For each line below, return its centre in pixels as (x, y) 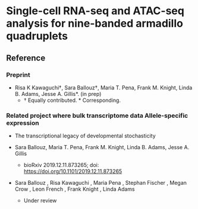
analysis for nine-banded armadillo (95, 23)
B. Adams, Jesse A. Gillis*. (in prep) (58, 94)
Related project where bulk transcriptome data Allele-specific (97, 115)
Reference (26, 58)
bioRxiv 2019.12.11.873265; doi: (61, 165)
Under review (40, 201)
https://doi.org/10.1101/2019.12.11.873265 (73, 171)
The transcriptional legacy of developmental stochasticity (85, 136)
